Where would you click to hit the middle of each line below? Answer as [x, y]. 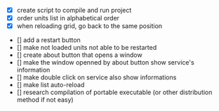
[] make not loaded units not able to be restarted [87, 48]
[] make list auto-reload [51, 85]
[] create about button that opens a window [79, 55]
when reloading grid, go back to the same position [89, 26]
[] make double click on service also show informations [97, 77]
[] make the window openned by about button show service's [105, 63]
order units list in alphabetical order [68, 18]
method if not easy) [45, 100]
